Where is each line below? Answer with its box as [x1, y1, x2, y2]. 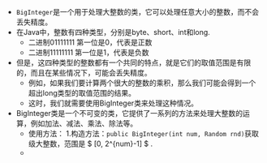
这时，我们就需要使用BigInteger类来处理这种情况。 [28, 98, 199, 108]
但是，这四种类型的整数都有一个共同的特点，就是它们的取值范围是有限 [15, 58, 252, 67]
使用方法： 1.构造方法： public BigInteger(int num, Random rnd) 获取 [28, 129, 260, 138]
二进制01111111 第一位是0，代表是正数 [28, 37, 153, 47]
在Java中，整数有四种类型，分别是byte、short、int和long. [15, 28, 211, 36]
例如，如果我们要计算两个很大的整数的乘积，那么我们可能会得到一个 [28, 78, 256, 88]
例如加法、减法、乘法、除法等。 [30, 118, 138, 128]
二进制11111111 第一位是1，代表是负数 [28, 48, 149, 57]
